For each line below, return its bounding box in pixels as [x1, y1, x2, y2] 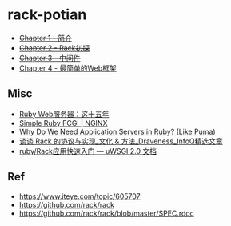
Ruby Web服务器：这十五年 [18, 109, 110, 119]
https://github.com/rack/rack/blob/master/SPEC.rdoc [18, 208, 194, 218]
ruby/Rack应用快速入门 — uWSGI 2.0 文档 [18, 146, 157, 155]
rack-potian [7, 6, 87, 24]
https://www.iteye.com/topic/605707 [18, 191, 141, 201]
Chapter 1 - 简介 [18, 33, 73, 42]
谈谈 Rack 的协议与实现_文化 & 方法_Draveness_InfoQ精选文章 [18, 136, 223, 146]
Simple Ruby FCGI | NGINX [18, 118, 108, 127]
